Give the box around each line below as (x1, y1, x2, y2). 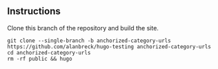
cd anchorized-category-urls (7, 49, 91, 56)
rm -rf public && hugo (7, 55, 72, 62)
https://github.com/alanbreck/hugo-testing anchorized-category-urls (7, 43, 212, 50)
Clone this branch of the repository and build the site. (7, 23, 159, 32)
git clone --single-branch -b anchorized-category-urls (7, 37, 171, 44)
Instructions (7, 6, 61, 17)
